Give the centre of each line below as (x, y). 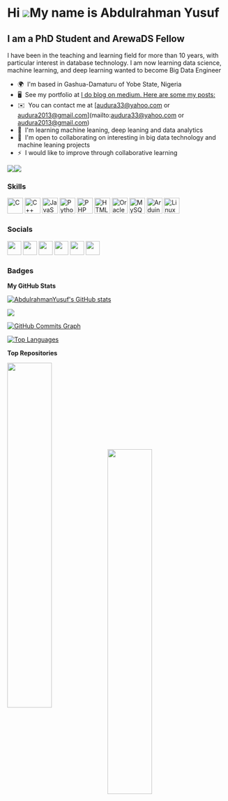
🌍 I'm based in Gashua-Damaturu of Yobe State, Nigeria (99, 84)
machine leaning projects (54, 145)
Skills (17, 186)
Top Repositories (32, 353)
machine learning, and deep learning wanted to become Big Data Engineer (114, 70)
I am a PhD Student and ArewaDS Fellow (96, 39)
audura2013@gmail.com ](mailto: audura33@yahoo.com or (101, 115)
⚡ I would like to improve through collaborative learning (97, 153)
